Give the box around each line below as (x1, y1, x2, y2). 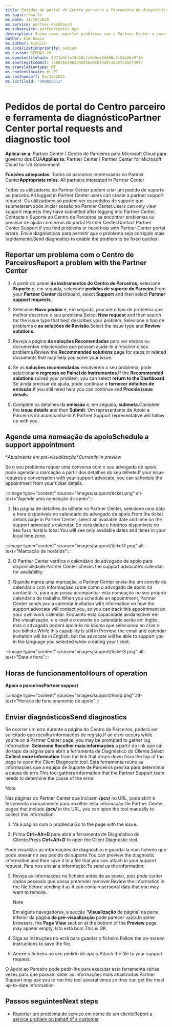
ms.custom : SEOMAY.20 (5, 50, 52, 55)
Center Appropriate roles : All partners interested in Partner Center (5, 177, 145, 183)
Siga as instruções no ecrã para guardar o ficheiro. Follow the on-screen (12, 935, 165, 941)
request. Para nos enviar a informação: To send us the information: (5, 863, 145, 869)
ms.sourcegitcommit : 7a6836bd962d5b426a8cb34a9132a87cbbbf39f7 (5, 60, 143, 65)
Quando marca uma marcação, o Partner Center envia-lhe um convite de (12, 579, 167, 585)
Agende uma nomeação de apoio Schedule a (5, 432, 149, 441)
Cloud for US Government (5, 161, 60, 167)
